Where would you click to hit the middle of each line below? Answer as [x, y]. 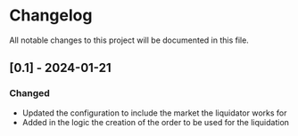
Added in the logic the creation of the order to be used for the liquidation [156, 122]
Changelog [51, 16]
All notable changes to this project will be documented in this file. [129, 40]
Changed [30, 93]
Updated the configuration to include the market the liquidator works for [154, 113]
